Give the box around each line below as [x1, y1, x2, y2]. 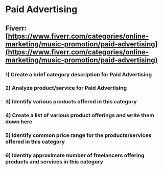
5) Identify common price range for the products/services [5, 132, 152, 139]
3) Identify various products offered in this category [5, 98, 137, 105]
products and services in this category [5, 158, 104, 165]
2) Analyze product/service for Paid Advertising [5, 84, 127, 92]
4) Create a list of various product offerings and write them [5, 112, 154, 119]
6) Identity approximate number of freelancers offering [5, 152, 145, 159]
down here [5, 118, 33, 125]
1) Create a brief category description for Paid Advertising [5, 71, 152, 78]
